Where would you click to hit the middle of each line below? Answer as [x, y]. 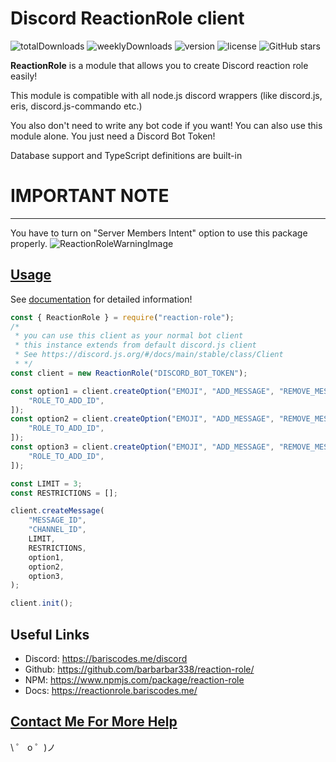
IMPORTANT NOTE [90, 196]
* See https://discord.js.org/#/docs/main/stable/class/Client [149, 355]
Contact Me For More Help [94, 722]
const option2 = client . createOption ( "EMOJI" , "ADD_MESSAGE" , [142, 419]
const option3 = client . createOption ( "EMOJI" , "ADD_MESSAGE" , [142, 447]
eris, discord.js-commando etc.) [76, 106]
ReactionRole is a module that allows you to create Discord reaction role [159, 65]
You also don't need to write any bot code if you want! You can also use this [166, 125]
